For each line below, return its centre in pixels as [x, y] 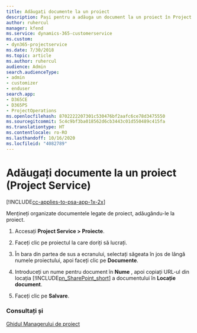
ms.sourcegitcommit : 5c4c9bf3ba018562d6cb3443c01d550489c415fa [86, 122]
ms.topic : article [29, 56]
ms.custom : [20, 39]
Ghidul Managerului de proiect [43, 324]
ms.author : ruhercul [32, 61]
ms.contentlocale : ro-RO [37, 133]
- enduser [18, 89]
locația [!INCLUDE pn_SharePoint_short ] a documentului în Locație [95, 278]
